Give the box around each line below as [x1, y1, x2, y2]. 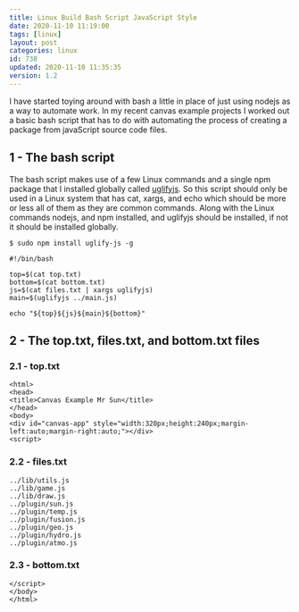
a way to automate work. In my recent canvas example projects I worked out [9, 105, 290, 116]
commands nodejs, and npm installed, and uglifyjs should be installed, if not [9, 212, 288, 222]
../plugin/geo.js [9, 523, 74, 532]
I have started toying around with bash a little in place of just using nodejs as [9, 96, 291, 106]
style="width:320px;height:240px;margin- [93, 419, 250, 429]
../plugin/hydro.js [9, 531, 82, 540]
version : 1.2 [9, 71, 58, 80]
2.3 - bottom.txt [9, 559, 80, 572]
